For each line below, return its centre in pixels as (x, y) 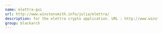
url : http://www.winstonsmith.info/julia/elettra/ (57, 14)
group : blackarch (23, 23)
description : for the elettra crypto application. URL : (64, 18)
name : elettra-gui (24, 9)
